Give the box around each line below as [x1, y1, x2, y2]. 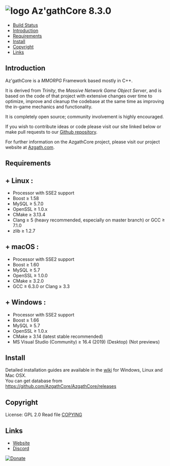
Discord [12, 446, 30, 452]
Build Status [12, 22, 38, 28]
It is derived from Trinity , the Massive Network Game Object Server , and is [5, 87, 162, 93]
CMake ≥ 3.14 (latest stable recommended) [12, 333, 103, 339]
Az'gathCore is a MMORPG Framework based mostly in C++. [5, 77, 133, 84]
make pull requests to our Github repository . [5, 129, 98, 135]
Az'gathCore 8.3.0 [31, 5, 111, 17]
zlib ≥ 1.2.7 [12, 228, 36, 234]
